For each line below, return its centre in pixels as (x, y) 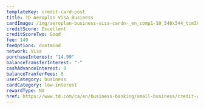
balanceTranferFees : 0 (35, 74)
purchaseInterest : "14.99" (40, 57)
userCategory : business (36, 79)
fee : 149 (17, 40)
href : (13, 96)
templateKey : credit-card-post (46, 12)
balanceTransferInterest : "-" (45, 62)
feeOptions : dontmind (34, 46)
